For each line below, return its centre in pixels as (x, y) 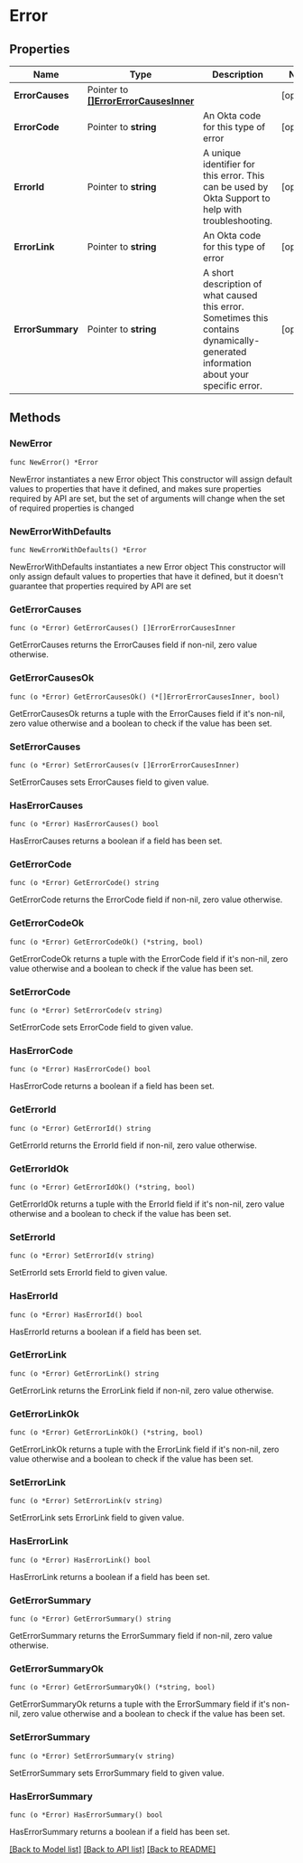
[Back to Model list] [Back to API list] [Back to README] (113, 1849)
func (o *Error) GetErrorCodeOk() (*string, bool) (106, 942)
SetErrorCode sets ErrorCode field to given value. (101, 1028)
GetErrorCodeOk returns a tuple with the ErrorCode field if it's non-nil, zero (149, 958)
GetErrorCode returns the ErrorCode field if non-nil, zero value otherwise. (146, 899)
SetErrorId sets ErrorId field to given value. (89, 1273)
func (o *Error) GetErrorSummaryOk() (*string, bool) (113, 1688)
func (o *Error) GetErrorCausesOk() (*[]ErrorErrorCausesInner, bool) (145, 697)
